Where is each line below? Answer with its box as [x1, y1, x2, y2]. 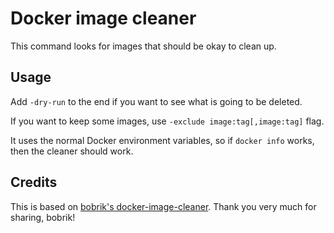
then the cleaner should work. [10, 145, 134, 157]
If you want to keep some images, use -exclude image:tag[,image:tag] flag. [10, 115, 325, 127]
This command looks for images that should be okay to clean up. [10, 40, 277, 52]
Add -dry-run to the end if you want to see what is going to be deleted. [10, 95, 303, 107]
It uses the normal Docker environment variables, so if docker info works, [10, 134, 315, 146]
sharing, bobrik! [10, 211, 76, 223]
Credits [10, 174, 58, 191]
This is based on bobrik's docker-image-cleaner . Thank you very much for [10, 200, 317, 212]
